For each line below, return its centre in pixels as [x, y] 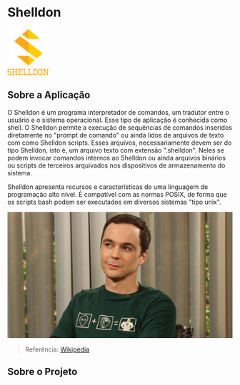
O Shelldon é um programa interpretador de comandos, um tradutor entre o [119, 112]
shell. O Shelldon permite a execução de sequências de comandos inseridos [120, 127]
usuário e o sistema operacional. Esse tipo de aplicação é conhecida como [117, 120]
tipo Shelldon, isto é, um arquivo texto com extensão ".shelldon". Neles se [116, 150]
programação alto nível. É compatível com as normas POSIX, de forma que [117, 194]
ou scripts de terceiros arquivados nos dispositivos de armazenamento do [116, 165]
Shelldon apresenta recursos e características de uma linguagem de [108, 187]
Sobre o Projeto [42, 372]
